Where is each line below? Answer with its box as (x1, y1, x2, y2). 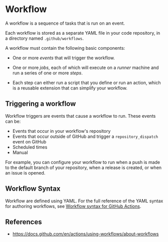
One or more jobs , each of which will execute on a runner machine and (12, 64, 159, 70)
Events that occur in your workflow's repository (12, 128, 111, 134)
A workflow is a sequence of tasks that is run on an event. (5, 20, 125, 26)
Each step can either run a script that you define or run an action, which (12, 79, 161, 86)
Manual (12, 149, 29, 155)
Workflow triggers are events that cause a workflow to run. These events (5, 113, 156, 119)
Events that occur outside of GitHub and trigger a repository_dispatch (12, 133, 158, 139)
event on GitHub (12, 138, 47, 144)
